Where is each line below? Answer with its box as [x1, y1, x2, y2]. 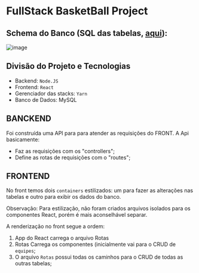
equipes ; [14, 247, 36, 254]
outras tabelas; [14, 260, 52, 267]
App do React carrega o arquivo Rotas [14, 235, 109, 242]
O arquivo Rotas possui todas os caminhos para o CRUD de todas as [14, 253, 183, 261]
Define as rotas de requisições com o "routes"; [14, 154, 131, 161]
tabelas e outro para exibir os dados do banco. [6, 193, 121, 201]
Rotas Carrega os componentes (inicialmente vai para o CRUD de [14, 241, 176, 248]
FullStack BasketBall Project [6, 4, 148, 18]
